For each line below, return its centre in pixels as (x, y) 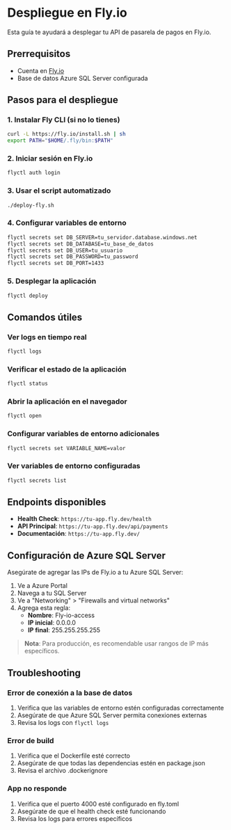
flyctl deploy (28, 296)
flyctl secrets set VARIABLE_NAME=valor (67, 448)
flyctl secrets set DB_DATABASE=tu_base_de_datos (81, 244)
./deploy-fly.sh (31, 205)
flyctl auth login (34, 173)
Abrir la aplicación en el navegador (67, 401)
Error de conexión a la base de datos (70, 692)
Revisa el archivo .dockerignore (62, 771)
